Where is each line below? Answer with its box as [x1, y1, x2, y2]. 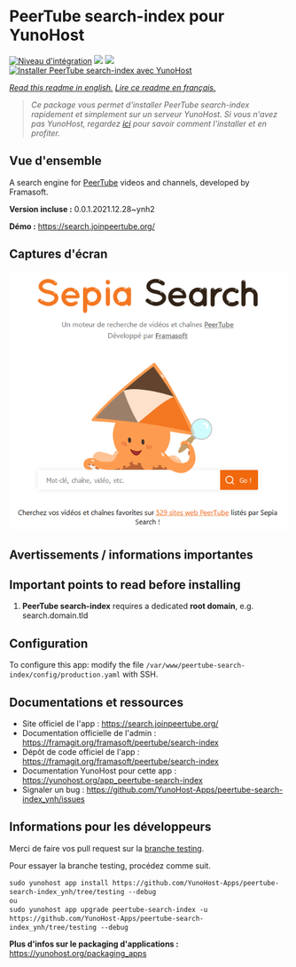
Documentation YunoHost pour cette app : [21, 765, 177, 776]
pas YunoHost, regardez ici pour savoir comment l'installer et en [30, 118, 268, 129]
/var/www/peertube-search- [145, 662, 245, 670]
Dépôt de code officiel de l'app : [21, 746, 140, 757]
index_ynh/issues [21, 793, 86, 805]
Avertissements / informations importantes [9, 547, 253, 562]
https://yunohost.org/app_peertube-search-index [21, 774, 204, 785]
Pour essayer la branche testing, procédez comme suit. [9, 860, 211, 871]
